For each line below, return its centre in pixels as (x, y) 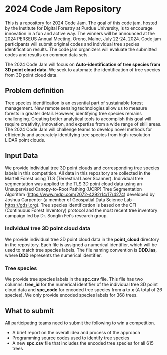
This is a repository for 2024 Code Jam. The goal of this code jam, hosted (81, 23)
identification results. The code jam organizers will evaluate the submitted (81, 49)
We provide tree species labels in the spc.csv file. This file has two (74, 279)
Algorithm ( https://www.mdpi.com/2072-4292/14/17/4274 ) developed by (80, 194)
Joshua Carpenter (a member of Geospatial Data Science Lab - (70, 199)
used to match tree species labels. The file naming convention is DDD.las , (81, 250)
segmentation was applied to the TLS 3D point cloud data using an (74, 184)
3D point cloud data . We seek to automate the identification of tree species (83, 70)
